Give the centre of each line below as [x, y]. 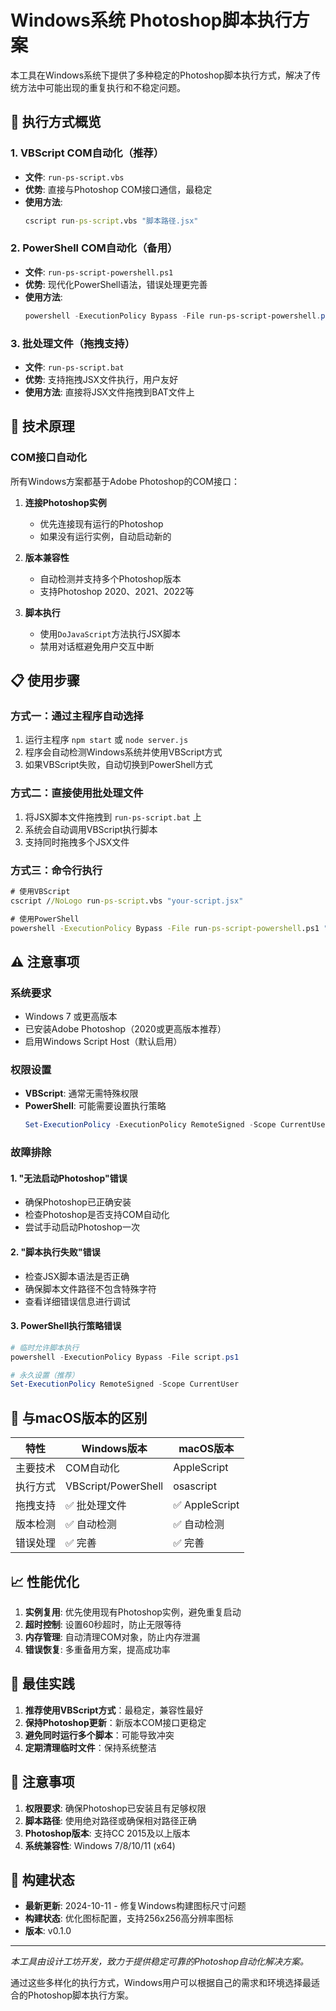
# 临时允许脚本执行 [45, 1347]
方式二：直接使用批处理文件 [77, 793]
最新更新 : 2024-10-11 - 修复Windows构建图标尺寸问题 [135, 1906]
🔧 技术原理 [42, 426]
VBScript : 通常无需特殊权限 [81, 1093]
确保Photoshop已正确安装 [78, 1202]
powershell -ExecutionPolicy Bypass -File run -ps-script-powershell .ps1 [165, 928]
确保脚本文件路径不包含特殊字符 [90, 1288]
